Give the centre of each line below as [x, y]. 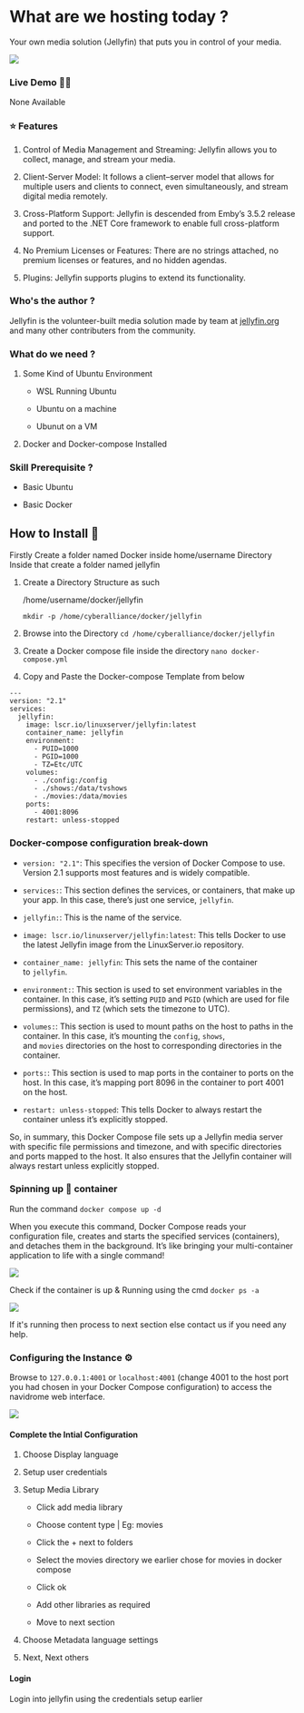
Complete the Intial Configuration [74, 1434]
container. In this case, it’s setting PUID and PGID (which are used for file [156, 999]
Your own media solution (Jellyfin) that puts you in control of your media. [146, 42]
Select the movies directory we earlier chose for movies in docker [159, 1560]
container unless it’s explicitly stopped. [95, 1119]
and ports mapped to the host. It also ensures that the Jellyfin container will [151, 1156]
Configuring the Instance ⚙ [71, 1357]
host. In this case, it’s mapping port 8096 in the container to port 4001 [153, 1082]
